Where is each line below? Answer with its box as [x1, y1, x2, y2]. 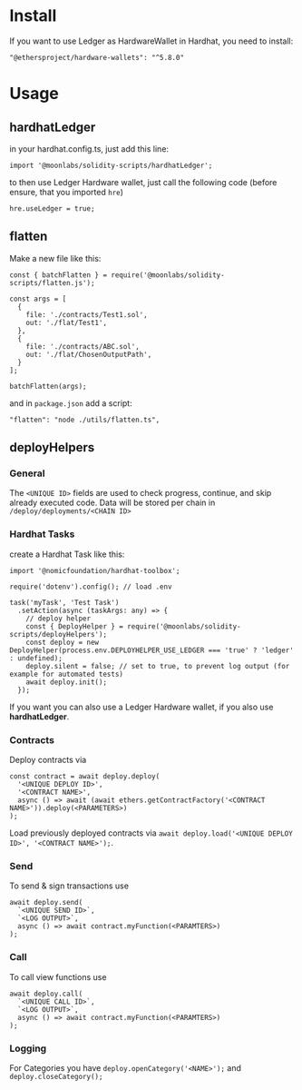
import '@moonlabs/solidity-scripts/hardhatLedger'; [9, 161, 213, 170]
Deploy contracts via [9, 755, 87, 766]
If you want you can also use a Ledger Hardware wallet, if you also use [9, 701, 274, 712]
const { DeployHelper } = [25, 621, 124, 631]
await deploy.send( [9, 898, 83, 907]
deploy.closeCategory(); [9, 1072, 103, 1081]
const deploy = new [25, 638, 100, 647]
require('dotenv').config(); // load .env [9, 582, 172, 591]
